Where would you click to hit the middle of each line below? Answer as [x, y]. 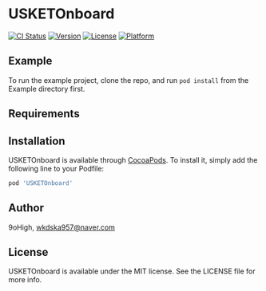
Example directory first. [47, 88]
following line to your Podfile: [56, 168]
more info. [25, 280]
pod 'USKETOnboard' [41, 183]
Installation [37, 141]
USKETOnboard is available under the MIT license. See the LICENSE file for [132, 271]
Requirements [44, 114]
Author [26, 208]
